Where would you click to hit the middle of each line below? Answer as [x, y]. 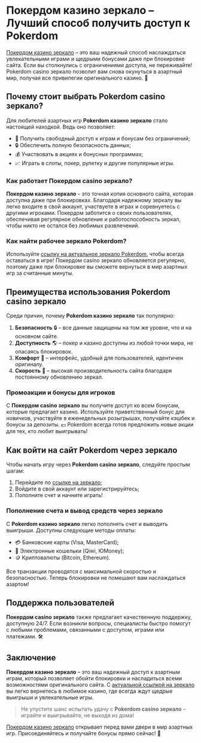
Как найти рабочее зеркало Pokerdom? [66, 241]
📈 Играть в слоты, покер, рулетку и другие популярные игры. [95, 163]
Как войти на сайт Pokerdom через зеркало [92, 450]
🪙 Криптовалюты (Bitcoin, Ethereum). [63, 558]
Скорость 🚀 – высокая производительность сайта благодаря [93, 371]
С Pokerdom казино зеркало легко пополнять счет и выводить [87, 523]
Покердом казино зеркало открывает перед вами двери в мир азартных [100, 727]
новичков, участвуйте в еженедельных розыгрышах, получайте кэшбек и [100, 418]
